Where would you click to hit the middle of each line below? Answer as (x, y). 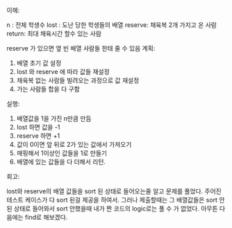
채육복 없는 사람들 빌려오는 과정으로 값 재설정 (78, 80)
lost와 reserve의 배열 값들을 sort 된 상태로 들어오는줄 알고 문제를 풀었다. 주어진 (114, 191)
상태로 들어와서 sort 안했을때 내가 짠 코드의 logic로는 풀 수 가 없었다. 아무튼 (116, 209)
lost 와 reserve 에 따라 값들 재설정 (63, 72)
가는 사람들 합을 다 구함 (48, 89)
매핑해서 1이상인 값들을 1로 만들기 (62, 153)
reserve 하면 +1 (38, 136)
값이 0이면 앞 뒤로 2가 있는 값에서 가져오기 (74, 144)
